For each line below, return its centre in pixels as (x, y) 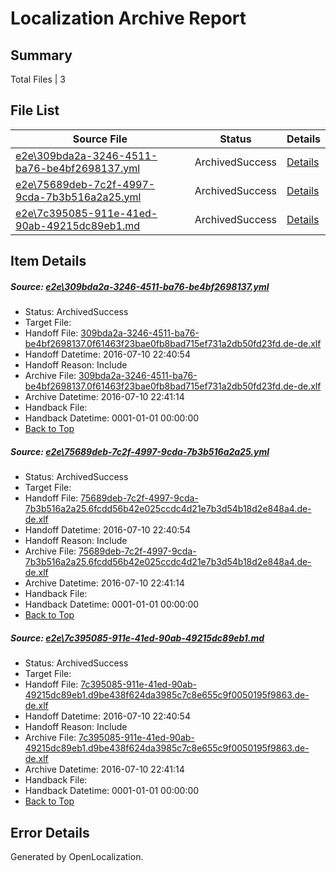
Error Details (50, 832)
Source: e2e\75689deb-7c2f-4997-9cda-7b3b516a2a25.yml (140, 451)
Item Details (48, 261)
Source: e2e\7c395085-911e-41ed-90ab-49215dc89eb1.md (137, 638)
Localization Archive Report (128, 18)
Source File (100, 139)
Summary (41, 55)
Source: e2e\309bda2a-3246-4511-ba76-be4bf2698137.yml (140, 286)
